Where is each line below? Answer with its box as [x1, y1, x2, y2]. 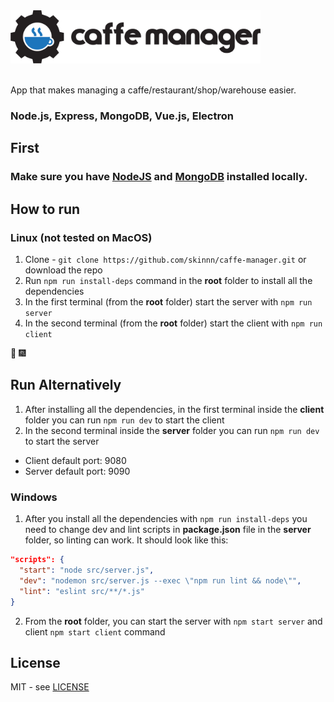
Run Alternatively [10, 377, 122, 394]
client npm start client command [24, 625, 166, 638]
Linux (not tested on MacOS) [10, 230, 153, 244]
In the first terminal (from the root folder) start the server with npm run [24, 296, 313, 308]
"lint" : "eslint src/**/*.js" [19, 586, 145, 596]
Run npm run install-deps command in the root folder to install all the [24, 275, 313, 287]
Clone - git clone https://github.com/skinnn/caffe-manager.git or [24, 254, 307, 266]
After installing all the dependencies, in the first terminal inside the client [24, 403, 325, 415]
